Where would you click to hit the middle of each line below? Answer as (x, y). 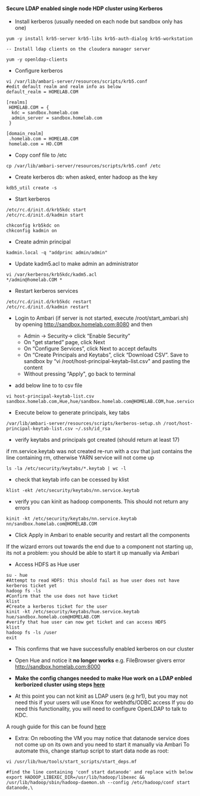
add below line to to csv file (49, 385)
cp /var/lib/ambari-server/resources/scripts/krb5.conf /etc (84, 166)
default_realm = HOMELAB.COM (42, 92)
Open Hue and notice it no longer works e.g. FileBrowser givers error (100, 660)
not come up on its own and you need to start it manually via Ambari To (102, 745)
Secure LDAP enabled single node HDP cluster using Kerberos (85, 8)
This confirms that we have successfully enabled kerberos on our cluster (104, 649)
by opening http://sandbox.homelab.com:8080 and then (84, 324)
